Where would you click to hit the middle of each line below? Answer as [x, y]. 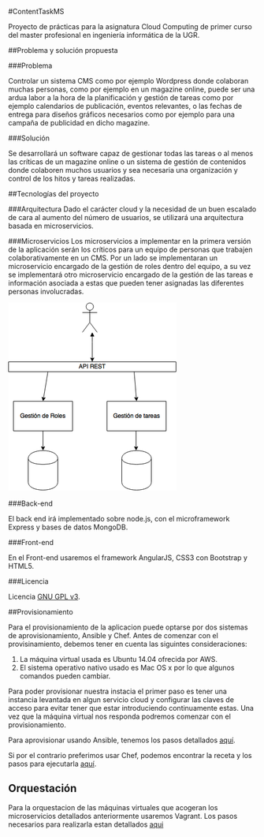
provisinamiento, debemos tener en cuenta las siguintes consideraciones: [128, 644]
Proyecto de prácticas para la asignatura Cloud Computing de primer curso [130, 26]
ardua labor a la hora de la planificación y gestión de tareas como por [121, 97]
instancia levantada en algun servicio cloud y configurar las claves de [121, 700]
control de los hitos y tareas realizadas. [72, 178]
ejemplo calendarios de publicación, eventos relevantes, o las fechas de [125, 106]
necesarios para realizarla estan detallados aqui [86, 824]
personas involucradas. [46, 291]
